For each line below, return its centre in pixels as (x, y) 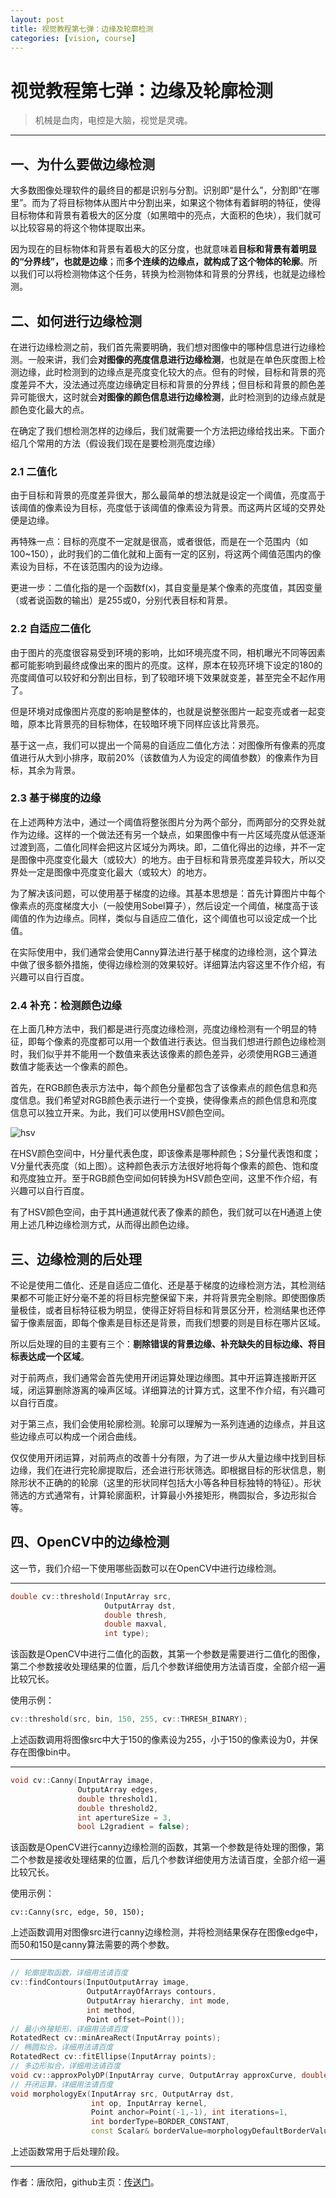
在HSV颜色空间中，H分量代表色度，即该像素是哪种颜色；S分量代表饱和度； (166, 1153)
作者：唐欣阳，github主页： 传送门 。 (85, 2182)
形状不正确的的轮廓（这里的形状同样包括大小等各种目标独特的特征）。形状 (170, 1482)
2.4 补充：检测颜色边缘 (66, 1005)
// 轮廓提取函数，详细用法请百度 (69, 1973)
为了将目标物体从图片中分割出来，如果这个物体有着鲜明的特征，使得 (181, 203)
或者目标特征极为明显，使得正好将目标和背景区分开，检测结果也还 (180, 1310)
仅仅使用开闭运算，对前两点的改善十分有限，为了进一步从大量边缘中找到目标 (168, 1457)
